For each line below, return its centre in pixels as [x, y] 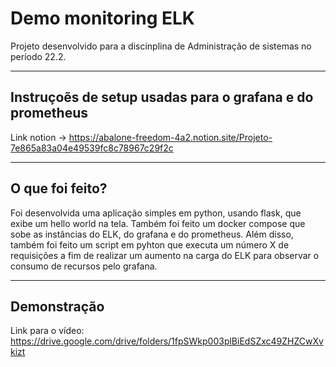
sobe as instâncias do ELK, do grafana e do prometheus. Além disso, [152, 234]
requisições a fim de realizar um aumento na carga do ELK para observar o [165, 255]
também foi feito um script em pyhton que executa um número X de [150, 244]
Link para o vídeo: [47, 331]
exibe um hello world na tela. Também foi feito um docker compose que [158, 223]
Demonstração [57, 306]
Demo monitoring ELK [102, 18]
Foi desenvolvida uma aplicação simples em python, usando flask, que [156, 213]
